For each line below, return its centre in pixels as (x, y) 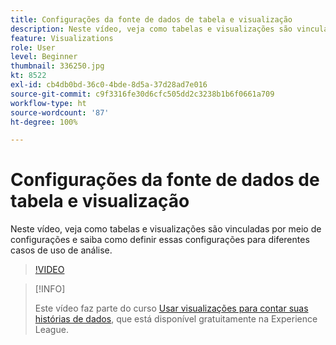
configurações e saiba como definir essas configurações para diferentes (160, 240)
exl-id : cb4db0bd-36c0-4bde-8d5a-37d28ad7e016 (109, 85)
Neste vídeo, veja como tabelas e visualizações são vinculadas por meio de (166, 229)
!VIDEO (49, 270)
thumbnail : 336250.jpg (57, 66)
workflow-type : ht (48, 103)
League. (51, 330)
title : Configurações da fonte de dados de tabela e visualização (151, 19)
